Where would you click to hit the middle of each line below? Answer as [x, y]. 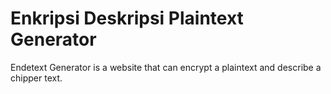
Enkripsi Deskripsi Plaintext [127, 18]
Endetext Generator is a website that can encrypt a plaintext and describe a [166, 67]
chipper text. [36, 78]
